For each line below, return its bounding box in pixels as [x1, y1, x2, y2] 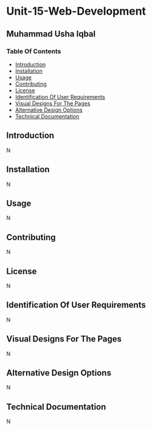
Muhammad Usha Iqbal [6, 29, 96, 39]
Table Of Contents [6, 47, 61, 56]
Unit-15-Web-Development [6, 4, 147, 18]
